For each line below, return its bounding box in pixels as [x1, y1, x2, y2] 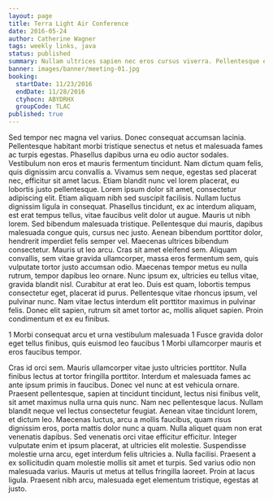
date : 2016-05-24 [8, 27, 67, 35]
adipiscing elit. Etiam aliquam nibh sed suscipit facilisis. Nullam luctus [8, 193, 241, 203]
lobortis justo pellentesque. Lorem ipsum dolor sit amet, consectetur [8, 185, 237, 194]
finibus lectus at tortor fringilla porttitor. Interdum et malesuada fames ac [8, 372, 252, 381]
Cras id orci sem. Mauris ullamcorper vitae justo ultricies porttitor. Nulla [8, 363, 247, 372]
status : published [8, 50, 71, 58]
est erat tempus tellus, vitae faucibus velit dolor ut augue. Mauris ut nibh [8, 211, 250, 220]
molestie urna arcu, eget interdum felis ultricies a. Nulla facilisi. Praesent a [8, 449, 257, 459]
